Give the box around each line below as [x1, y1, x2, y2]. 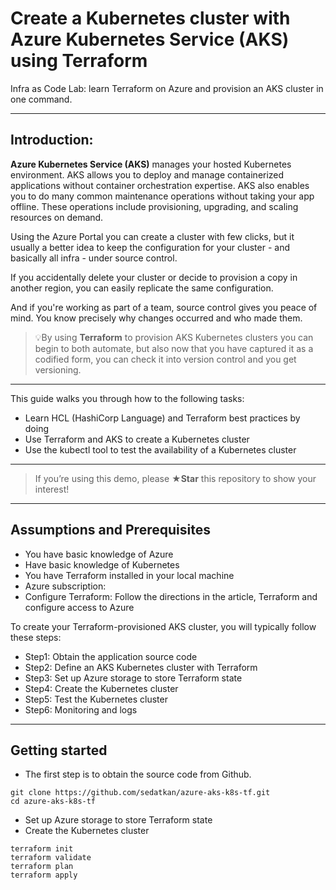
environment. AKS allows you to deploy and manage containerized [10, 168, 285, 181]
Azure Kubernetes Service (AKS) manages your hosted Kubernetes [10, 158, 292, 170]
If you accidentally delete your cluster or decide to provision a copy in [10, 271, 298, 283]
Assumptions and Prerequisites [10, 522, 211, 539]
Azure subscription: [24, 580, 107, 592]
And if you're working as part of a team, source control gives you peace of [10, 301, 318, 313]
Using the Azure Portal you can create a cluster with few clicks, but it [10, 230, 295, 242]
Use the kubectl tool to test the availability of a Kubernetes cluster [24, 443, 297, 456]
